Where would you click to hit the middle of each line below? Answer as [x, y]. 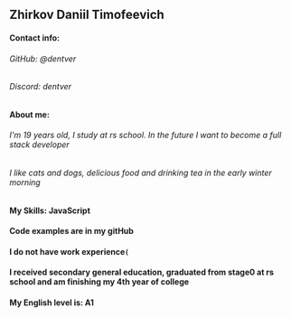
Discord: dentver [41, 87]
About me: [29, 114]
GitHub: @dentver [43, 59]
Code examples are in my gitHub [71, 231]
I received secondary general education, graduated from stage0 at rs [141, 272]
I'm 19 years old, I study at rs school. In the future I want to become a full [145, 135]
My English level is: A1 [52, 303]
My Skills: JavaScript [50, 210]
